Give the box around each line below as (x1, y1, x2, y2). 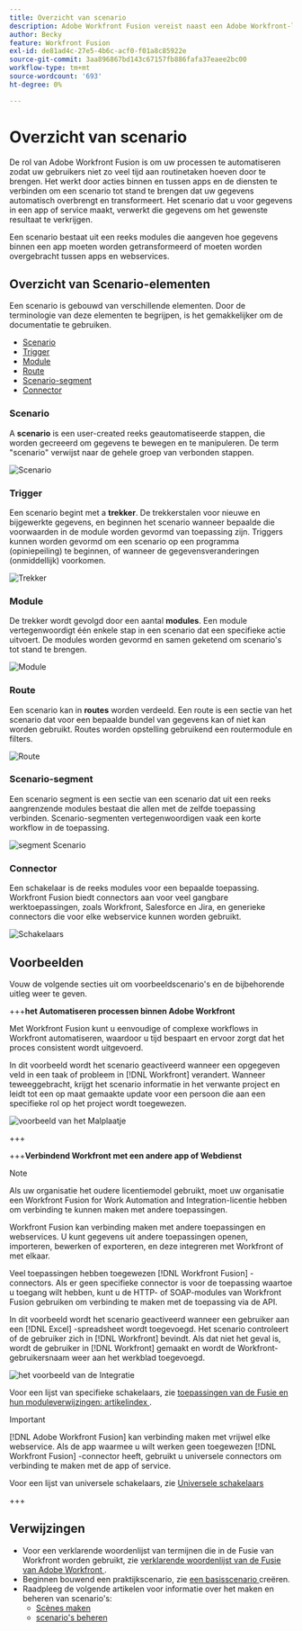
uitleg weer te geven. (9, 987, 88, 999)
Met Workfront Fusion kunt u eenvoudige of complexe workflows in (9, 1023, 259, 1033)
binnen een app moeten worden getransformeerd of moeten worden (9, 240, 262, 252)
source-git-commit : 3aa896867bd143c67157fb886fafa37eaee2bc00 (9, 55, 247, 64)
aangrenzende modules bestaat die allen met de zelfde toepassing (9, 803, 256, 814)
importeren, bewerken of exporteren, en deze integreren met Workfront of (9, 1240, 284, 1251)
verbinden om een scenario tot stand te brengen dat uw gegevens (9, 185, 254, 196)
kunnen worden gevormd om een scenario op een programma (9, 536, 240, 546)
